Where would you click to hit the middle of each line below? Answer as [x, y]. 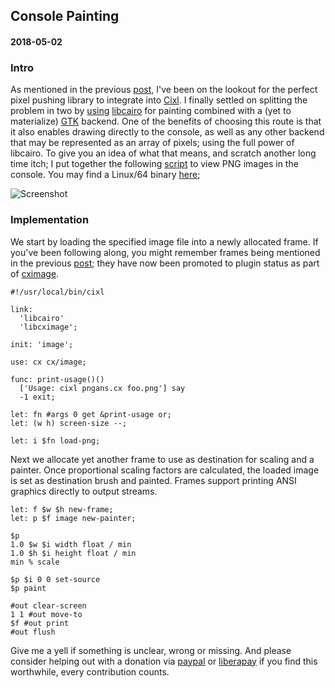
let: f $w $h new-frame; [62, 509]
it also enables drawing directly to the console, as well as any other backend [167, 132]
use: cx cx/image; [48, 362]
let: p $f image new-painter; [73, 518]
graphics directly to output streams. [84, 491]
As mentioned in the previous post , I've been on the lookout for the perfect [164, 90]
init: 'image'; [42, 344]
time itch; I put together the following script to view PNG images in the [154, 164]
